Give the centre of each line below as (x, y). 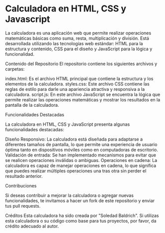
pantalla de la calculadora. (32, 105)
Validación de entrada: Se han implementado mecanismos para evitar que (81, 155)
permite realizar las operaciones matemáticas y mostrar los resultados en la (83, 99)
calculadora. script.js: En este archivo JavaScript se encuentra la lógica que (83, 94)
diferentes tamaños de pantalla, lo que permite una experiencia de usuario (81, 144)
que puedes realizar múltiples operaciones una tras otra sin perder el (76, 171)
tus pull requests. (23, 206)
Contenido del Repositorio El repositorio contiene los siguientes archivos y (81, 64)
